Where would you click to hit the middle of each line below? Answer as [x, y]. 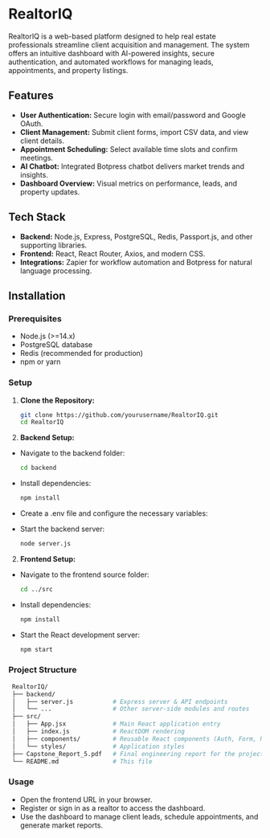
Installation [37, 295]
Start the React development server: [80, 635]
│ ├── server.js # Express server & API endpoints [120, 701]
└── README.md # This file [82, 761]
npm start [37, 649]
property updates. [50, 192]
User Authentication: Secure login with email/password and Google [133, 115]
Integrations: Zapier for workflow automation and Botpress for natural [136, 262]
